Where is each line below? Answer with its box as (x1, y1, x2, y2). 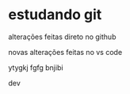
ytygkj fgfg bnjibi (8, 62, 63, 72)
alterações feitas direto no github (8, 32, 117, 41)
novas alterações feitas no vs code (8, 47, 123, 57)
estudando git (8, 6, 102, 24)
